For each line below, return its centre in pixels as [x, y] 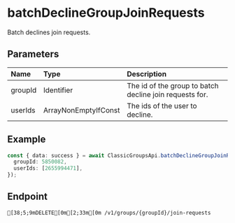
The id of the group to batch [173, 85]
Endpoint [27, 197]
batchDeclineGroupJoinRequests [106, 13]
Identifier [58, 90]
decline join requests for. [168, 94]
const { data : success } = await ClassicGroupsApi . [84, 155]
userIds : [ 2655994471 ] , [48, 168]
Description [147, 73]
